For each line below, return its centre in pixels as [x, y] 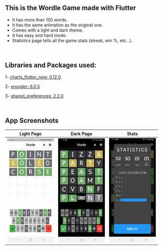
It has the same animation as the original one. [57, 25]
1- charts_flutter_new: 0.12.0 [33, 77]
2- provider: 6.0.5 [23, 86]
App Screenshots [32, 121]
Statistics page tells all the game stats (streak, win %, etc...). [72, 40]
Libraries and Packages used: [51, 65]
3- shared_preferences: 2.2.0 [34, 96]
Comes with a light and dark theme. [48, 30]
